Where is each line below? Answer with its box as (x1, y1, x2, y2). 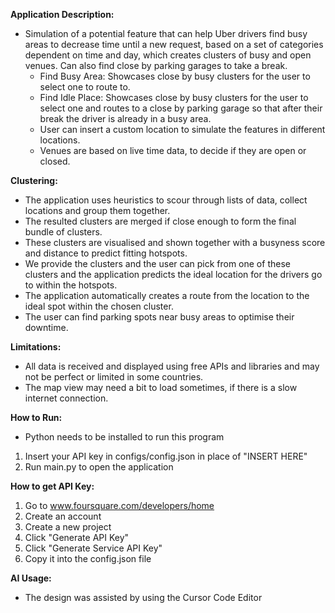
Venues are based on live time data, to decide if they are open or (39, 145, 307, 156)
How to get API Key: (10, 480, 95, 492)
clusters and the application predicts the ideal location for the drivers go (24, 269, 323, 280)
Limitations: (10, 341, 62, 353)
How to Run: (10, 412, 63, 423)
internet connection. (24, 392, 109, 404)
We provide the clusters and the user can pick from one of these (24, 258, 291, 269)
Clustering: (10, 175, 58, 186)
